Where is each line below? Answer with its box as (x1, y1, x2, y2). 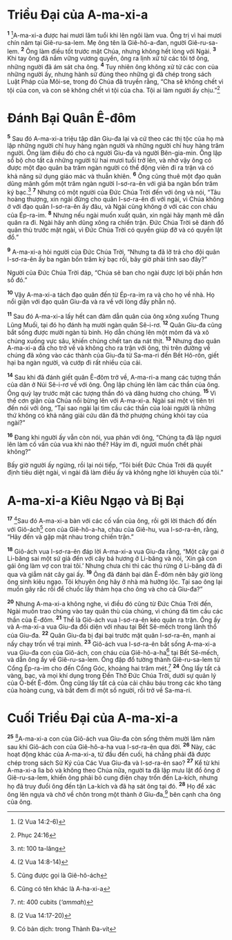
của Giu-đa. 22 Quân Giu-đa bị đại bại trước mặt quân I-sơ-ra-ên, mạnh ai (7, 630, 216, 639)
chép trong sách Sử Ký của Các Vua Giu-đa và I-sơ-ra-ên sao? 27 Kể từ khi (7, 757, 220, 767)
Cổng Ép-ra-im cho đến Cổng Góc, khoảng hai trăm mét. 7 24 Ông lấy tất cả (7, 663, 221, 672)
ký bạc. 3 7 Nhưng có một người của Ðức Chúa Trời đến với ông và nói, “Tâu (7, 187, 221, 196)
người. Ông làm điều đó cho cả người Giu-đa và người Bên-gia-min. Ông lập (7, 149, 222, 157)
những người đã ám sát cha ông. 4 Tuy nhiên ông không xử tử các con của (7, 62, 219, 71)
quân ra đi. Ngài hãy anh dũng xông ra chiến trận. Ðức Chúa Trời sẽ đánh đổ (7, 219, 224, 227)
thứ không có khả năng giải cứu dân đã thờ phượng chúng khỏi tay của (7, 411, 209, 419)
